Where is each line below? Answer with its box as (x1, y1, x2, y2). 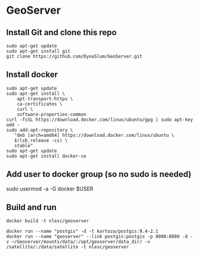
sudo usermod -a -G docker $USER (6, 185, 94, 192)
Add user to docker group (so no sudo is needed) (6, 169, 192, 179)
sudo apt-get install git (6, 48, 70, 54)
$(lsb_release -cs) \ (14, 138, 68, 143)
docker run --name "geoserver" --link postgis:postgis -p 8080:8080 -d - (6, 233, 194, 240)
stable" (14, 142, 33, 149)
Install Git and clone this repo (6, 27, 117, 38)
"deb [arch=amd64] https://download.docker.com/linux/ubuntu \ (14, 132, 175, 138)
